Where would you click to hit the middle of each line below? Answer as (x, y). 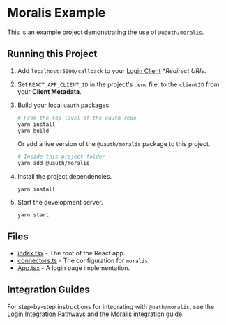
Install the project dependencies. (65, 177)
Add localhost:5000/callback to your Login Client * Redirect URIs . (112, 70)
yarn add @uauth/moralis (53, 164)
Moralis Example (56, 13)
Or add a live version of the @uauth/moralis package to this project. (114, 144)
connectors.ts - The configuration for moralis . (83, 260)
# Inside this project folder (61, 157)
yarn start (33, 215)
